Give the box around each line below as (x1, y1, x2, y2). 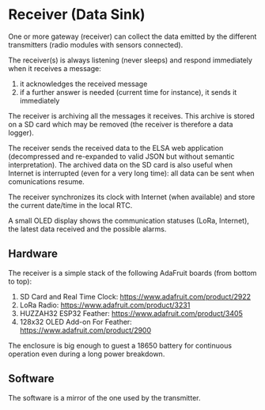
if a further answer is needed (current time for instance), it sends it (19, 87, 237, 96)
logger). (8, 128, 34, 137)
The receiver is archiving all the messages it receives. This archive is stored (8, 111, 255, 120)
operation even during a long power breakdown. (8, 349, 165, 359)
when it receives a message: (8, 63, 101, 73)
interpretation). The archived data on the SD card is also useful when (8, 160, 233, 169)
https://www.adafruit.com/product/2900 (19, 325, 152, 335)
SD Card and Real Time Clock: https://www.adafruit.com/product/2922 (19, 292, 252, 301)
